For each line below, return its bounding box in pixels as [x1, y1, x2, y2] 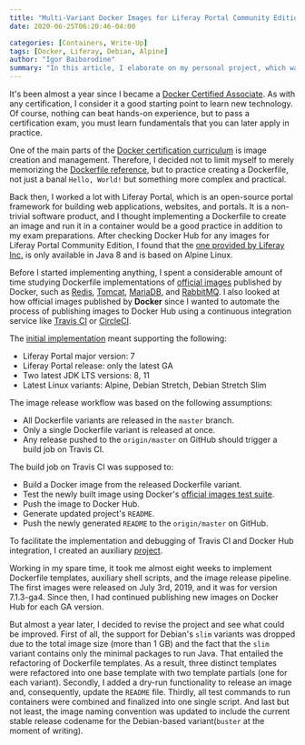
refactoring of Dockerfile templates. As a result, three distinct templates [9, 658, 277, 669]
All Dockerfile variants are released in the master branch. [22, 415, 234, 426]
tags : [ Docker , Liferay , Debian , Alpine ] [9, 46, 169, 55]
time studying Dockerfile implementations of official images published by [9, 277, 282, 287]
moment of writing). [9, 725, 84, 736]
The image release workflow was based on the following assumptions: [9, 398, 273, 408]
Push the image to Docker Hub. [22, 498, 141, 509]
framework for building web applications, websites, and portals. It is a [9, 201, 270, 212]
